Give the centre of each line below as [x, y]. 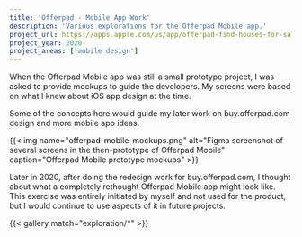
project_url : [34, 34]
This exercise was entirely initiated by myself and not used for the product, [147, 196]
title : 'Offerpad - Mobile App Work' [80, 18]
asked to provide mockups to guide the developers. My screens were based [150, 87]
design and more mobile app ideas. [75, 123]
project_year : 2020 [46, 43]
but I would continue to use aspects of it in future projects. [118, 206]
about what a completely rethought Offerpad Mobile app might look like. [142, 187]
